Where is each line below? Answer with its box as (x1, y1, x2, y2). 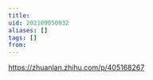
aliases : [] (8, 26, 48, 34)
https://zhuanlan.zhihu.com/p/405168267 (8, 63, 145, 72)
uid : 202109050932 (8, 19, 69, 27)
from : (8, 41, 26, 49)
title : (8, 11, 30, 20)
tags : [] (8, 33, 37, 42)
